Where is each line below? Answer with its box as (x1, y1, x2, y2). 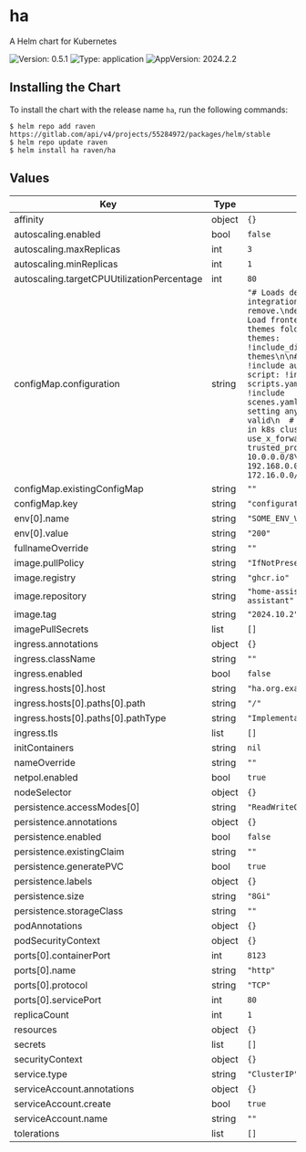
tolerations (14, 1126, 60, 1139)
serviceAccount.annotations (14, 1083, 135, 1095)
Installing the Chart (9, 79, 121, 96)
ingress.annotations (14, 637, 98, 650)
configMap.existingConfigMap (14, 482, 144, 495)
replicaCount (14, 1008, 70, 1021)
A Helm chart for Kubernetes (9, 36, 117, 47)
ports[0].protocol (14, 979, 88, 991)
